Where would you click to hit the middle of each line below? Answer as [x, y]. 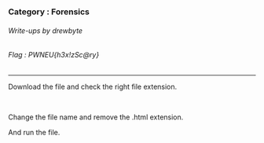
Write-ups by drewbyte [46, 31]
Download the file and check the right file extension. [93, 86]
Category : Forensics [49, 12]
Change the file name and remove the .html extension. [96, 117]
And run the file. [34, 132]
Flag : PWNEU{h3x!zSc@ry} [54, 55]
